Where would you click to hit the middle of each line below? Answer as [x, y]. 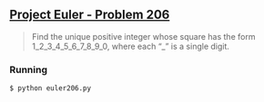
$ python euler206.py [51, 88]
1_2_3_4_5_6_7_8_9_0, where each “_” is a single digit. [131, 46]
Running [29, 70]
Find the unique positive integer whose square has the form [143, 36]
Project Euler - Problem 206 [90, 15]
